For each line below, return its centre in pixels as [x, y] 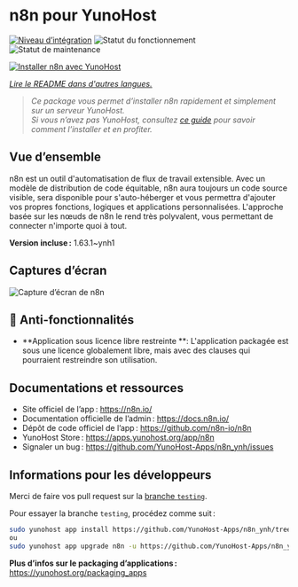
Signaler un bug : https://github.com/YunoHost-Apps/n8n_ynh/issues [148, 447]
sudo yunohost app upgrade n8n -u [73, 546]
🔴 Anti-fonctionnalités [72, 320]
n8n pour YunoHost [83, 16]
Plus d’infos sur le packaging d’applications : [93, 563]
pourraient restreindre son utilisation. [90, 360]
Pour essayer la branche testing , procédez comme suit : [112, 513]
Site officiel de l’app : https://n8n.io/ [87, 410]
